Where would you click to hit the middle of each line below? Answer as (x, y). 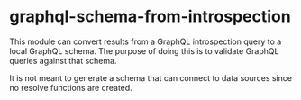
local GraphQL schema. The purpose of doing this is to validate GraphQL (144, 50)
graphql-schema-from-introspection (150, 17)
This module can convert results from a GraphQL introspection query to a (146, 41)
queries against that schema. (63, 60)
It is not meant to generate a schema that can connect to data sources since (151, 77)
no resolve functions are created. (71, 87)
